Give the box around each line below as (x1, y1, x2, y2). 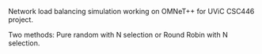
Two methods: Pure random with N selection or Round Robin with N (8, 31, 228, 39)
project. (8, 15, 34, 24)
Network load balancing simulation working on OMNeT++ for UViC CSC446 (8, 7, 255, 16)
